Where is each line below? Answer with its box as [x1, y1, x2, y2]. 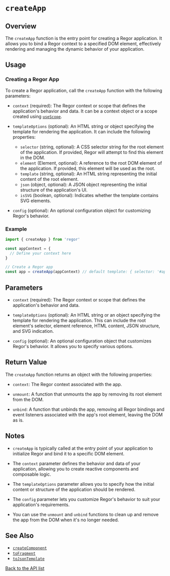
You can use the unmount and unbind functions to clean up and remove [12, 511, 159, 517]
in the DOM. [20, 155, 46, 161]
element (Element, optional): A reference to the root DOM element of [20, 160, 162, 166]
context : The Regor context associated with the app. [12, 381, 122, 387]
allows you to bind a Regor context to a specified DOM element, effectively [5, 41, 161, 47]
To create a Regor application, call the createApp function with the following [5, 87, 163, 93]
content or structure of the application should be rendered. [12, 486, 136, 492]
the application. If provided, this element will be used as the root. [20, 165, 155, 171]
